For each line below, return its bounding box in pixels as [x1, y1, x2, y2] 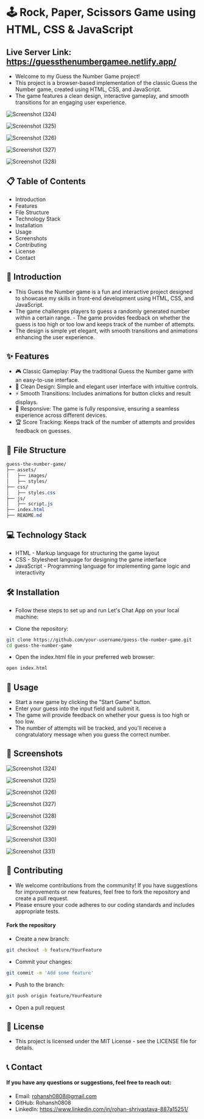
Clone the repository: [15, 625, 69, 632]
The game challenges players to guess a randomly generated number [15, 307, 190, 315]
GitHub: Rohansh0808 [15, 1099, 71, 1106]
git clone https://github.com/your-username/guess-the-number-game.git [6, 637, 192, 643]
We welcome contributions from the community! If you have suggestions [15, 881, 198, 889]
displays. [15, 398, 38, 406]
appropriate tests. [15, 908, 60, 915]
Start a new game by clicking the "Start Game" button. [15, 699, 152, 706]
